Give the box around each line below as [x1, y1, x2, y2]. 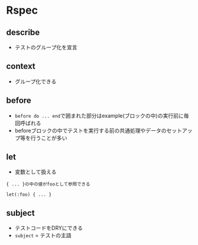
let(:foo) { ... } [6, 191, 52, 198]
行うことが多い [30, 134, 67, 142]
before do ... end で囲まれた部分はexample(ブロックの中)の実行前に [14, 112, 184, 119]
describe [6, 27, 40, 37]
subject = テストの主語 [14, 232, 72, 239]
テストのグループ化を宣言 [14, 44, 77, 51]
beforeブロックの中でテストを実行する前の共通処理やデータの [14, 127, 166, 134]
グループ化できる [14, 78, 56, 85]
